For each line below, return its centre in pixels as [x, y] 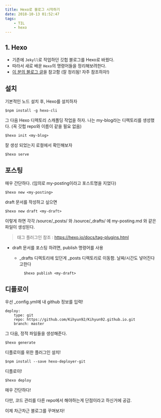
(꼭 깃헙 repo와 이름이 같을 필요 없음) [47, 126]
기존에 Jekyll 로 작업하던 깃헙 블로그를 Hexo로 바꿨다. [63, 59]
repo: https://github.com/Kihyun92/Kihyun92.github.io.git [75, 320]
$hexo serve [17, 154]
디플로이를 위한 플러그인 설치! [33, 352]
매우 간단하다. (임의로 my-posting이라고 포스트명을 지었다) [61, 183]
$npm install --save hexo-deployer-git [45, 362]
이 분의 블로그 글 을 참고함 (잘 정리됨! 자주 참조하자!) [61, 72]
